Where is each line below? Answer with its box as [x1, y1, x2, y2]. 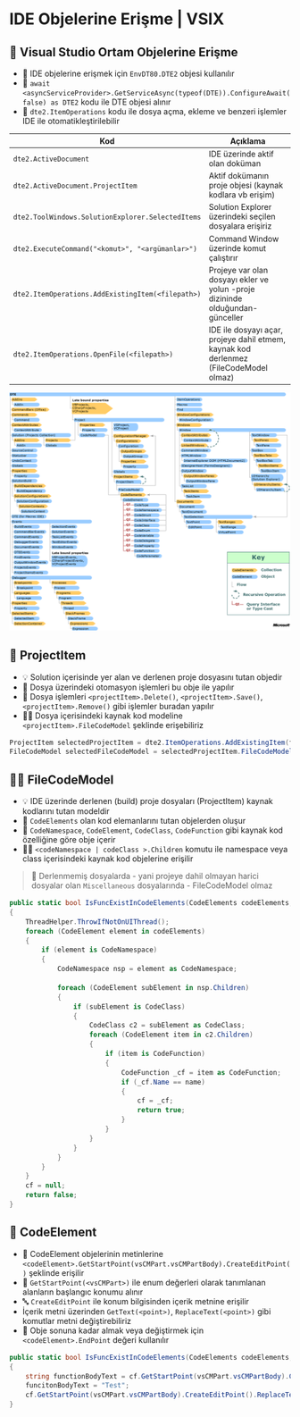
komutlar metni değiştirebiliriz [21, 1315, 132, 1326]
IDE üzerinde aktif [208, 148, 274, 159]
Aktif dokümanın [208, 171, 270, 180]
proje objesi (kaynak [208, 180, 284, 190]
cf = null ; [25, 1181, 66, 1190]
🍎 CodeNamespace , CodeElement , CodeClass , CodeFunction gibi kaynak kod [21, 825, 284, 835]
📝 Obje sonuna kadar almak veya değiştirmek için [21, 1325, 204, 1336]
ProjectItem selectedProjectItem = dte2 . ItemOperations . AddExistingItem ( [9, 738, 290, 747]
